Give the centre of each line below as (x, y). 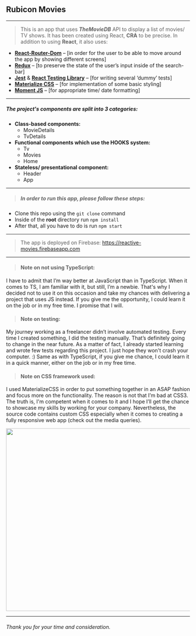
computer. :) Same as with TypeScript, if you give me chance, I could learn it (98, 357)
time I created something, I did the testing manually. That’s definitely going (95, 338)
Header (32, 173)
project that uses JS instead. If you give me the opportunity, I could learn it (96, 299)
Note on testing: (40, 319)
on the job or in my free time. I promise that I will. (65, 305)
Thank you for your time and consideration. (58, 627)
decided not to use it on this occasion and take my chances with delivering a (98, 293)
